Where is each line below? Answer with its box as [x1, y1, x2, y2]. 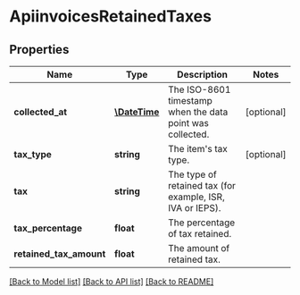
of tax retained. [168, 228, 232, 240]
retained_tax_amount [13, 248, 106, 260]
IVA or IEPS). [168, 202, 221, 214]
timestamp [168, 95, 212, 106]
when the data [168, 105, 229, 118]
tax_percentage [13, 222, 83, 234]
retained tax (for [168, 180, 237, 191]
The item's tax [168, 143, 228, 155]
